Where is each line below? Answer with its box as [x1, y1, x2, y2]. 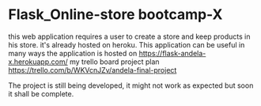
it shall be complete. [8, 89, 74, 98]
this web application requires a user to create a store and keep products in [8, 32, 251, 41]
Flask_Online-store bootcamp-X [8, 6, 223, 24]
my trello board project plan [70, 57, 160, 66]
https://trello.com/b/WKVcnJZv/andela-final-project [8, 65, 177, 74]
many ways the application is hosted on [8, 48, 138, 58]
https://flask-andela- [138, 48, 206, 58]
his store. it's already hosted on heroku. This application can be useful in [8, 40, 245, 49]
